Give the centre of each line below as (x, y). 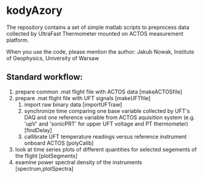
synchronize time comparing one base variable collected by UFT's (107, 111)
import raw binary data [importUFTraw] (73, 104)
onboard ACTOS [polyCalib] (59, 143)
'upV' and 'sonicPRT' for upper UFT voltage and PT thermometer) (106, 124)
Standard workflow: (45, 77)
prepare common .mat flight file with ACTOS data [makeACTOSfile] (99, 92)
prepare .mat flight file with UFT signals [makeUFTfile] (83, 98)
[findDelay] (38, 130)
